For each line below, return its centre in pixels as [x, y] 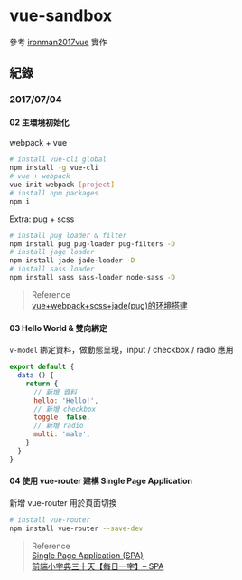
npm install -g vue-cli [54, 168]
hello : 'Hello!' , [66, 400]
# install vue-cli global [58, 159]
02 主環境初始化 [39, 122]
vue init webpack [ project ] [62, 185]
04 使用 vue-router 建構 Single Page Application [101, 481]
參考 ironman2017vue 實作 [58, 42]
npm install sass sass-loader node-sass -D [93, 278]
